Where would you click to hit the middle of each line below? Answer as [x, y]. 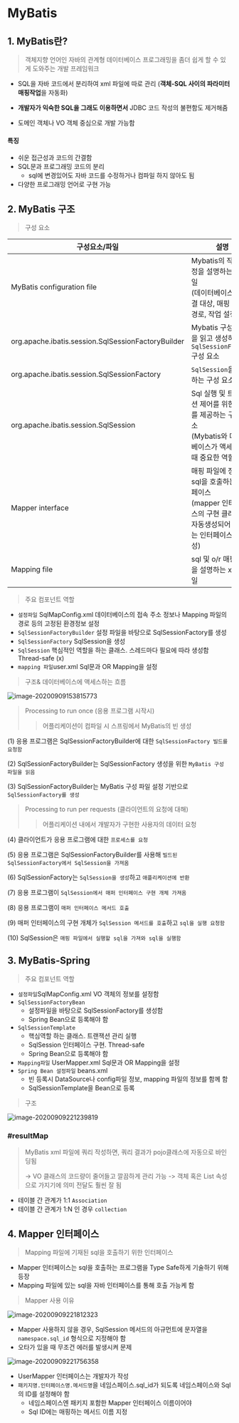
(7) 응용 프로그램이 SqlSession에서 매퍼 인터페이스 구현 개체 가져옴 [97, 893]
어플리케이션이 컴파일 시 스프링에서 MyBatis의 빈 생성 [117, 726]
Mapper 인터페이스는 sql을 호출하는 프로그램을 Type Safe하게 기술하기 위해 [123, 1267]
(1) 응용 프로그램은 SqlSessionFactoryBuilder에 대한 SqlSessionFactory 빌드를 [118, 741]
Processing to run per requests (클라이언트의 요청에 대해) [106, 809]
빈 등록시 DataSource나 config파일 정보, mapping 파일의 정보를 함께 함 [128, 1079]
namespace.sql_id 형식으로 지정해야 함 [72, 1338]
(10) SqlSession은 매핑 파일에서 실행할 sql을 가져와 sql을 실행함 [94, 938]
